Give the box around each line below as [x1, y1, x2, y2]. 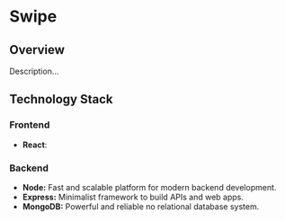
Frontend [9, 119, 50, 131]
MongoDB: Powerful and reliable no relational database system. [22, 200, 260, 212]
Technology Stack [9, 92, 113, 107]
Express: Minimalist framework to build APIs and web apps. [22, 191, 245, 202]
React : [22, 139, 48, 150]
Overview [9, 42, 66, 57]
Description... [9, 66, 59, 76]
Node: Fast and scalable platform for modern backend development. [22, 181, 277, 192]
